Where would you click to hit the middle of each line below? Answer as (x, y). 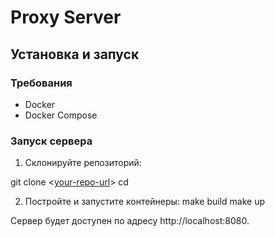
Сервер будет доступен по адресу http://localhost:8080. (130, 221)
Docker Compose (61, 115)
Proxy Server (66, 17)
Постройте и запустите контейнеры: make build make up (145, 202)
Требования (41, 83)
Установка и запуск (75, 54)
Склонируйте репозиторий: (83, 163)
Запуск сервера (51, 141)
